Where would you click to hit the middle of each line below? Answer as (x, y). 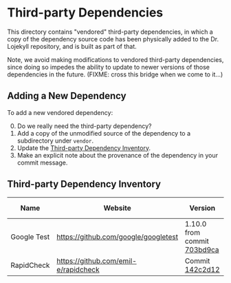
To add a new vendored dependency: (60, 112)
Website (118, 208)
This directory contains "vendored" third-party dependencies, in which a (110, 32)
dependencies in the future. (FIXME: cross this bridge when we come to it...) (115, 74)
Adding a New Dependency (67, 96)
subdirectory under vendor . (55, 140)
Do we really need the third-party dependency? (84, 126)
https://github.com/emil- (97, 261)
